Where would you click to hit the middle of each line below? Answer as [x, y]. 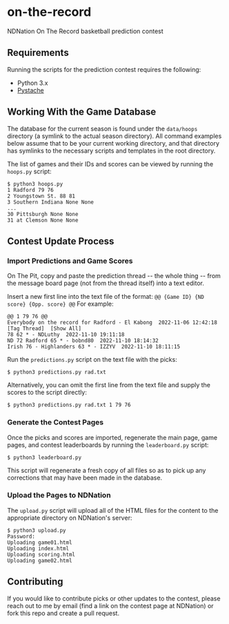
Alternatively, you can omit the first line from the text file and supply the [109, 385]
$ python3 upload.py [37, 530]
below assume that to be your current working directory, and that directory [113, 143]
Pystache [30, 90]
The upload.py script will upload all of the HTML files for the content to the [113, 510]
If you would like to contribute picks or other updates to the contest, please [114, 598]
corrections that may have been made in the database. [85, 478]
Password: [21, 536]
